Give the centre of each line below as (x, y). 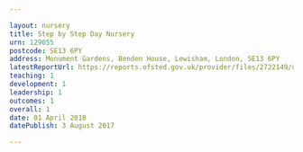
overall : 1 (30, 109)
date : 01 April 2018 (48, 118)
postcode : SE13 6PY (46, 50)
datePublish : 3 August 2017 (62, 126)
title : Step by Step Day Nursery (72, 34)
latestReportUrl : (42, 67)
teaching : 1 (32, 76)
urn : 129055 (32, 42)
